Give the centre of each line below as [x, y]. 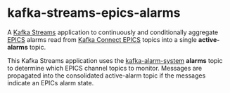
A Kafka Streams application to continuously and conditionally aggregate [113, 32]
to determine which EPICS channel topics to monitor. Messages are [105, 68]
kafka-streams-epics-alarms [94, 13]
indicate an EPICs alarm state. [51, 83]
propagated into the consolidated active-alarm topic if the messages [107, 76]
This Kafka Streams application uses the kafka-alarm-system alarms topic [115, 60]
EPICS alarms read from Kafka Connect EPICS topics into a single [102, 39]
